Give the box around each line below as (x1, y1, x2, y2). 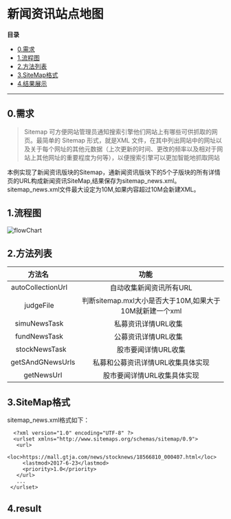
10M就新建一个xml (120, 306, 182, 316)
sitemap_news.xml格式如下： (7, 416, 90, 424)
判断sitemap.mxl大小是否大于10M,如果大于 (82, 296, 221, 306)
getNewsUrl (23, 370, 63, 380)
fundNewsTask (14, 332, 64, 341)
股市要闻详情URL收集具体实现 (102, 371, 199, 381)
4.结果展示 (16, 79, 47, 87)
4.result (7, 502, 42, 514)
